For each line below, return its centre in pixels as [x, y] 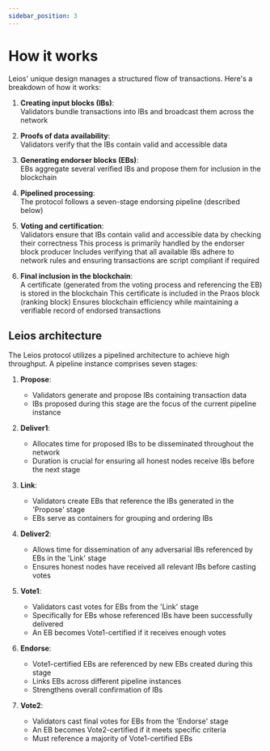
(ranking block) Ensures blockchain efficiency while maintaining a [129, 301]
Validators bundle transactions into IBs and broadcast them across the [137, 111]
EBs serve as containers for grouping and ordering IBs [122, 518]
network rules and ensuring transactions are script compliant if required [140, 260]
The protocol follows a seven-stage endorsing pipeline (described [130, 201]
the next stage [56, 470]
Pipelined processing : [57, 193]
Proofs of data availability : [65, 135]
